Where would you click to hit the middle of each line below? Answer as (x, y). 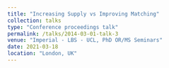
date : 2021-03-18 (33, 47)
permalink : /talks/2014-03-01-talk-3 (63, 34)
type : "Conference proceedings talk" (63, 27)
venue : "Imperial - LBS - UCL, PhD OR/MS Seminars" (85, 40)
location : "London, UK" (42, 54)
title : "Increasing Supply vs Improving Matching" (83, 14)
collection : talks (34, 21)
